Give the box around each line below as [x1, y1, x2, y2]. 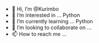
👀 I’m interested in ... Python [11, 12, 81, 19]
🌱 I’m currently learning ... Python [11, 18, 93, 24]
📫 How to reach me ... [11, 31, 67, 37]
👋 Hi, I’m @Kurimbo [11, 6, 59, 12]
